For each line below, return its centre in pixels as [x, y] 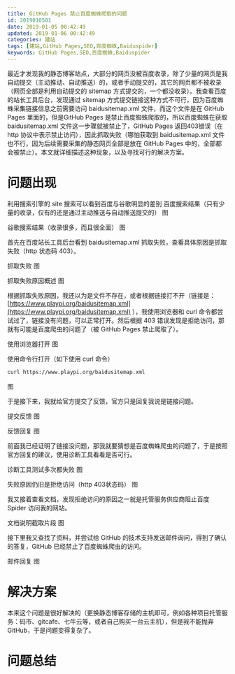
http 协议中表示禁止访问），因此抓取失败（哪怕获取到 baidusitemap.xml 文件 [116, 134]
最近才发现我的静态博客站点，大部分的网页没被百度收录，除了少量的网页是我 [117, 73]
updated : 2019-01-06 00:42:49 [51, 33]
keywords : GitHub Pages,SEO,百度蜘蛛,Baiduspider [79, 53]
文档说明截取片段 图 [36, 522]
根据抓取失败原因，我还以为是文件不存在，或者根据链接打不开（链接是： [111, 295]
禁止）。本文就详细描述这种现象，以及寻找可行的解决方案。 [104, 152]
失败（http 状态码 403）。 [44, 251]
